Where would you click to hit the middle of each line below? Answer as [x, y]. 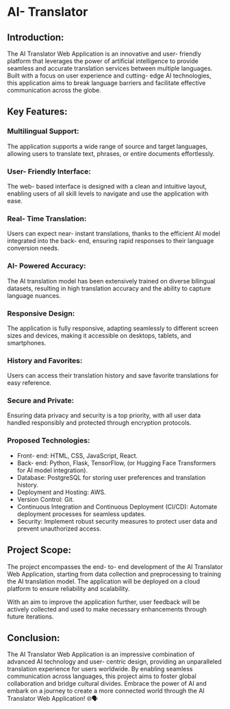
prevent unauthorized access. [59, 528]
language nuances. [34, 295]
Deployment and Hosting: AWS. [61, 492]
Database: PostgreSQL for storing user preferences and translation [111, 477]
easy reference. [29, 383]
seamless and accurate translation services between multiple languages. [110, 68]
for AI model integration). [52, 470]
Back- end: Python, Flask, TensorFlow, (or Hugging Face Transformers [116, 463]
